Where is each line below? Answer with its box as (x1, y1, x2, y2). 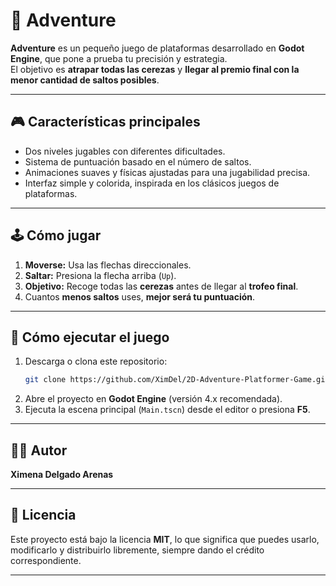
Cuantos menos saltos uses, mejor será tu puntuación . (24, 290, 256, 303)
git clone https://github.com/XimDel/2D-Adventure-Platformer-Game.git (24, 375, 330, 385)
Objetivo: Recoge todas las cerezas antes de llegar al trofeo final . (24, 280, 299, 292)
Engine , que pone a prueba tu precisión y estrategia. (10, 52, 228, 64)
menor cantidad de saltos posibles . (10, 74, 160, 86)
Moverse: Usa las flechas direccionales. (24, 259, 192, 271)
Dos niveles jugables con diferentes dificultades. (24, 145, 226, 157)
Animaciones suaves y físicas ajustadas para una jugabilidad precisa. (24, 166, 311, 178)
